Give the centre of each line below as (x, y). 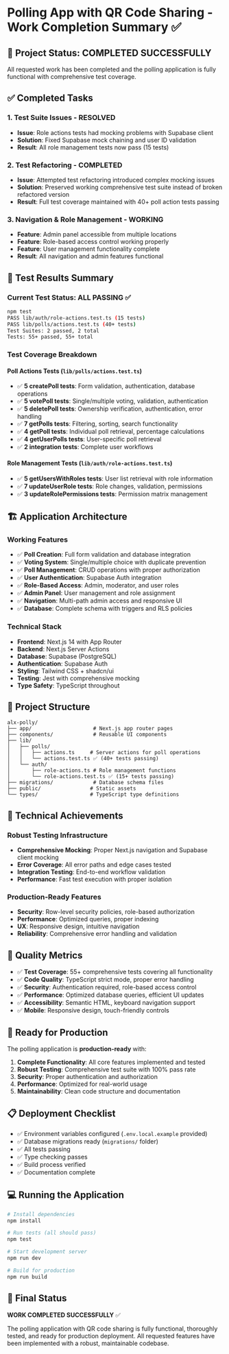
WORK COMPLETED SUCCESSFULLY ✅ (64, 1315)
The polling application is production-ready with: (77, 1049)
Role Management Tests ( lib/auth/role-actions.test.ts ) (90, 463)
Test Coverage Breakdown (52, 354)
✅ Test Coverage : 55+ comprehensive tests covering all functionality (115, 972)
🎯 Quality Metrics (45, 955)
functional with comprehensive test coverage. (72, 76)
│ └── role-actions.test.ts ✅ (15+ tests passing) (91, 777)
